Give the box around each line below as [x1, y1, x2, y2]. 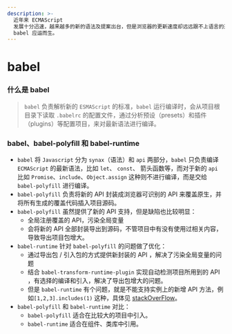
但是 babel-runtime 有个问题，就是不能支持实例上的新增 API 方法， [27, 285, 217, 294]
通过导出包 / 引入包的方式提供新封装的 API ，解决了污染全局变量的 [27, 250, 216, 259]
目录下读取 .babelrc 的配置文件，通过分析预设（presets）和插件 [23, 111, 207, 119]
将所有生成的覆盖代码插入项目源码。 [17, 198, 121, 207]
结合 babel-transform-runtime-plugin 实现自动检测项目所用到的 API [27, 268, 220, 277]
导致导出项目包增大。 [27, 233, 88, 242]
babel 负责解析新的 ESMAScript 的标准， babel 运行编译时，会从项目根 [23, 102, 220, 111]
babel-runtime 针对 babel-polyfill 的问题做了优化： [17, 242, 167, 250]
